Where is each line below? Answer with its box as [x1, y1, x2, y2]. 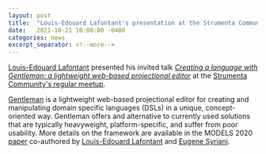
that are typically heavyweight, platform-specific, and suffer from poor [8, 120, 238, 130]
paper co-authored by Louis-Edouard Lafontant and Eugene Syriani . [8, 137, 230, 146]
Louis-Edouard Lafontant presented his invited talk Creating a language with [8, 62, 258, 72]
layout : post [8, 11, 51, 20]
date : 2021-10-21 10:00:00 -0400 [8, 26, 126, 34]
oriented [8, 111, 36, 121]
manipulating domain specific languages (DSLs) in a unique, [8, 103, 204, 113]
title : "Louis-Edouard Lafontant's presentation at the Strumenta [8, 19, 236, 27]
